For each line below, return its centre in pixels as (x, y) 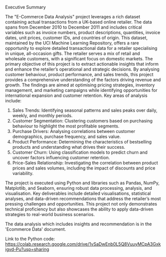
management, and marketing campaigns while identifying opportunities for (81, 90)
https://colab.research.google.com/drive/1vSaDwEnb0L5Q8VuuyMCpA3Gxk (83, 244)
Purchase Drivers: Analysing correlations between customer (74, 131)
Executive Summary (26, 7)
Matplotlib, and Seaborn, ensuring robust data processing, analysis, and (79, 188)
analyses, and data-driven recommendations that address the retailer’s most (83, 199)
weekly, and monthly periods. (42, 115)
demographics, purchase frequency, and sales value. (66, 136)
